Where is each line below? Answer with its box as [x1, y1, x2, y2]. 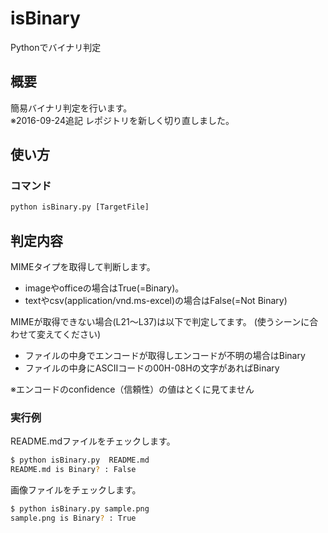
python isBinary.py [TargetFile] [10, 202, 150, 212]
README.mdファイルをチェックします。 [10, 435, 176, 447]
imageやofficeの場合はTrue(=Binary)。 [24, 282, 185, 294]
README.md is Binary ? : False [10, 465, 137, 475]
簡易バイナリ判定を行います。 [10, 102, 133, 114]
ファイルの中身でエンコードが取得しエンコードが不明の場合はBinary [24, 350, 306, 362]
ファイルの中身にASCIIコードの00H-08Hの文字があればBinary [24, 362, 280, 374]
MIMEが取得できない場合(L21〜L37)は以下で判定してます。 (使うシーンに [10, 316, 310, 328]
